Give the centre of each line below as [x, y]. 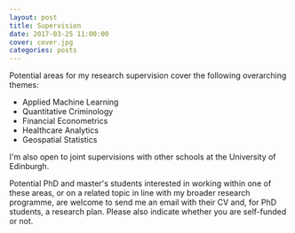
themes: [24, 85]
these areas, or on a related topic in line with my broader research [130, 193]
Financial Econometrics [65, 121]
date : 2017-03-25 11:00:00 [59, 34]
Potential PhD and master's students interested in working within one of [140, 183]
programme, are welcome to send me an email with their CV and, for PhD [143, 202]
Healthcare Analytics [60, 130]
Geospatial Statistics [60, 140]
